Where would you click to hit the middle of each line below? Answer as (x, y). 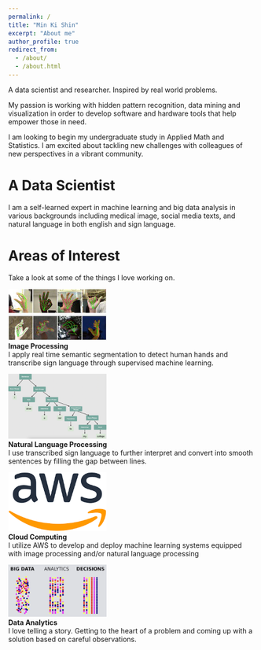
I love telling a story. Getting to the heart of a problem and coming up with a (130, 630)
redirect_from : (33, 50)
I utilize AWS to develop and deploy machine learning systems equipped (125, 545)
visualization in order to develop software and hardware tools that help (123, 113)
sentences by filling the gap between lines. (77, 461)
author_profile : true (44, 42)
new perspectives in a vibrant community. (76, 153)
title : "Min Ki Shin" (44, 25)
